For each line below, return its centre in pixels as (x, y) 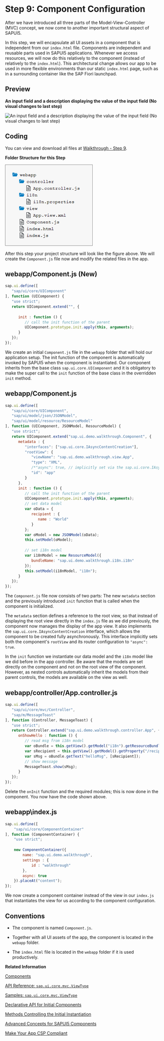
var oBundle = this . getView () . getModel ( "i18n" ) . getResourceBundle (93, 746)
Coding (16, 136)
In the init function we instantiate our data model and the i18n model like (79, 657)
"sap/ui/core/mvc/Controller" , (43, 710)
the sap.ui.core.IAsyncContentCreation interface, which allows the (72, 631)
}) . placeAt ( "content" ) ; (38, 881)
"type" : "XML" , (47, 462)
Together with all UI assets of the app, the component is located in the (83, 937)
